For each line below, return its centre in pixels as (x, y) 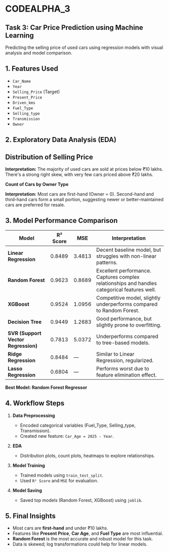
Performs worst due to (123, 369)
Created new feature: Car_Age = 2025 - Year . (67, 436)
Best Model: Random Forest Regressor (46, 387)
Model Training (29, 465)
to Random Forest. (118, 310)
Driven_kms (24, 103)
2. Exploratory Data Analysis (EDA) (61, 140)
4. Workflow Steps (35, 403)
